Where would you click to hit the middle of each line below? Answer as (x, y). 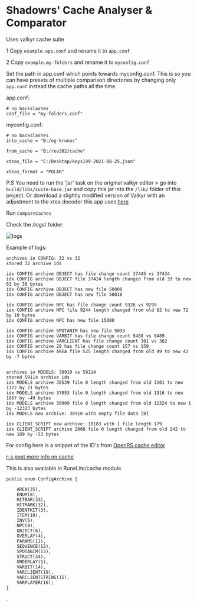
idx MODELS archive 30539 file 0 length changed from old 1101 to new (95, 382)
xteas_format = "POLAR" (35, 172)
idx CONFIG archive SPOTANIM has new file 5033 (66, 331)
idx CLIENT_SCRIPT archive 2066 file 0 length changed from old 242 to (96, 429)
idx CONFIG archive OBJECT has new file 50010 (64, 294)
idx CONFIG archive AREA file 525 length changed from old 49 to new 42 (97, 351)
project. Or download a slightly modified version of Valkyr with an (86, 195)
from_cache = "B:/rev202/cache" (46, 151)
